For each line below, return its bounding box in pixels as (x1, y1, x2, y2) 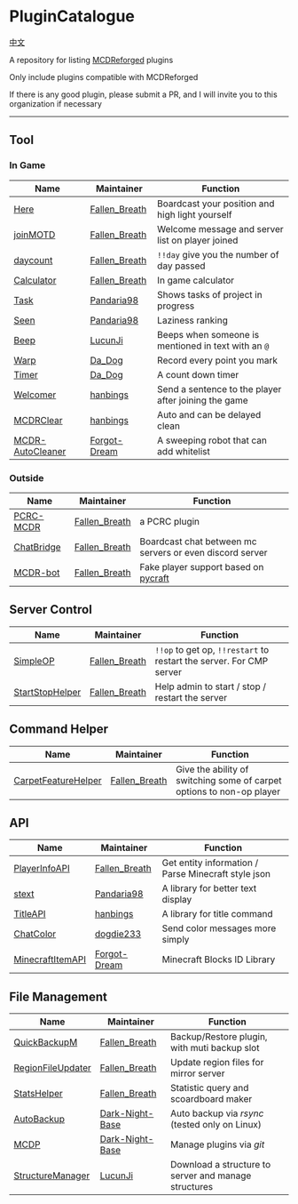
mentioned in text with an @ (156, 340, 270, 352)
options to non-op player (176, 785, 281, 798)
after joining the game (156, 394, 248, 406)
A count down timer (156, 368, 239, 381)
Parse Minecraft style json (161, 868, 271, 880)
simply (161, 934, 190, 946)
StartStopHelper (13, 686, 82, 698)
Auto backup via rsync (169, 1107, 264, 1120)
